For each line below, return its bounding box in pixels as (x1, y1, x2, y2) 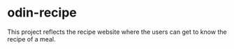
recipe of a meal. (7, 35, 56, 43)
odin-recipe (7, 5, 77, 21)
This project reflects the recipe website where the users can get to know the (7, 28, 227, 36)
